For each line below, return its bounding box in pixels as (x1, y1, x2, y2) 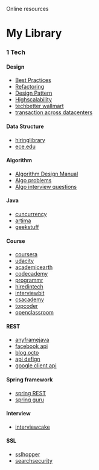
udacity (14, 257, 34, 265)
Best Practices (14, 77, 51, 84)
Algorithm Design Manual (14, 170, 78, 177)
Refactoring (14, 83, 45, 90)
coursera (14, 251, 38, 258)
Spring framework (6, 376, 53, 383)
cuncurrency (14, 210, 47, 217)
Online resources (6, 5, 49, 12)
